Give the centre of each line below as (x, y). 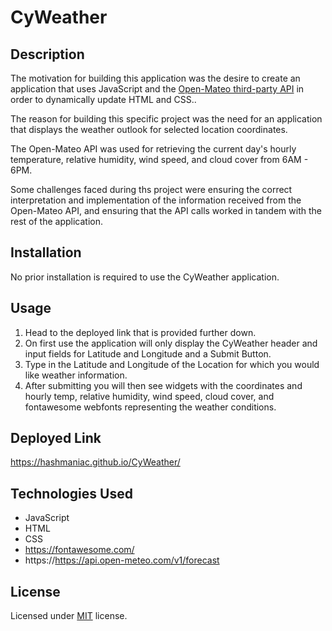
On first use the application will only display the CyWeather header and (171, 343)
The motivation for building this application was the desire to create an (155, 78)
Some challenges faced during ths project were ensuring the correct (151, 189)
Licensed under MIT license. (69, 616)
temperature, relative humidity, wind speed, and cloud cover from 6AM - (159, 159)
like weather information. (76, 375)
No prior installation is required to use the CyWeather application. (145, 277)
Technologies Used (71, 493)
